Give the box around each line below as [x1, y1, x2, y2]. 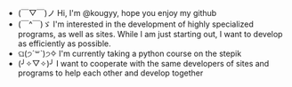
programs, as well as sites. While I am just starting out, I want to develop [17, 29, 283, 39]
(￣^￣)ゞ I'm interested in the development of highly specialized [17, 19, 254, 29]
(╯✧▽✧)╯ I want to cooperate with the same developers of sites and [17, 59, 270, 68]
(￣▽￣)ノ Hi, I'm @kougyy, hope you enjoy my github [17, 8, 217, 18]
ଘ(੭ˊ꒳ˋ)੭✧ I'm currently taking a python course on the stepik [17, 48, 242, 59]
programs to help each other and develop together [17, 67, 204, 78]
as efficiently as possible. [17, 38, 111, 49]
